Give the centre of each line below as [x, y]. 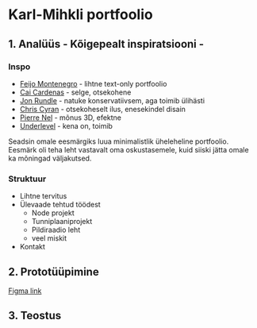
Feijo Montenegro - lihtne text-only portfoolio [93, 83]
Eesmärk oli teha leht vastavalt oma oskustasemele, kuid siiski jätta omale [128, 149]
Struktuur [27, 179]
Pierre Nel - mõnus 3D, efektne [70, 118]
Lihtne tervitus [43, 196]
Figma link [25, 291]
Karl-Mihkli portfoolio [81, 15]
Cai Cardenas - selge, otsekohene [75, 92]
